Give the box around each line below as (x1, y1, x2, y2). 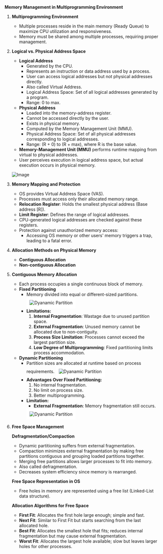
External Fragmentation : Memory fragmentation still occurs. (33, 403, 156, 409)
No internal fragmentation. (33, 382, 87, 388)
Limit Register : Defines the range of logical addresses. (19, 212, 130, 218)
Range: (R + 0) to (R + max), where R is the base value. (26, 141, 138, 147)
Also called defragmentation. (19, 464, 78, 470)
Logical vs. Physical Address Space (11, 49, 86, 54)
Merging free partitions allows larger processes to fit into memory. (19, 459, 153, 464)
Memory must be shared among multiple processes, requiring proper (19, 34, 159, 39)
